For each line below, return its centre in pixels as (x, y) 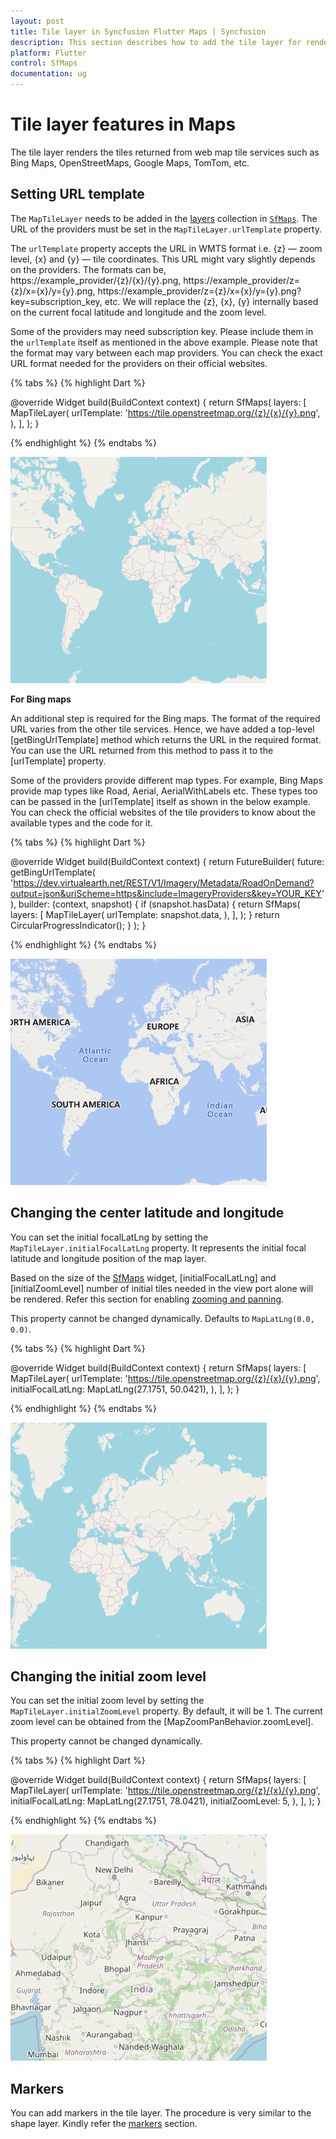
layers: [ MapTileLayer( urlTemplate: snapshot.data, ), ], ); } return (145, 914)
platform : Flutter (48, 53)
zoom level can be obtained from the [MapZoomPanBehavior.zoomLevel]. (162, 1722)
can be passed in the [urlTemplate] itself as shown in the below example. (160, 801)
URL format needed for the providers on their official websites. (139, 363)
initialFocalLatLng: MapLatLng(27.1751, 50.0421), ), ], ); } (125, 1389)
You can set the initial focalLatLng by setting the (109, 1237)
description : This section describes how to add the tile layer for (156, 42)
